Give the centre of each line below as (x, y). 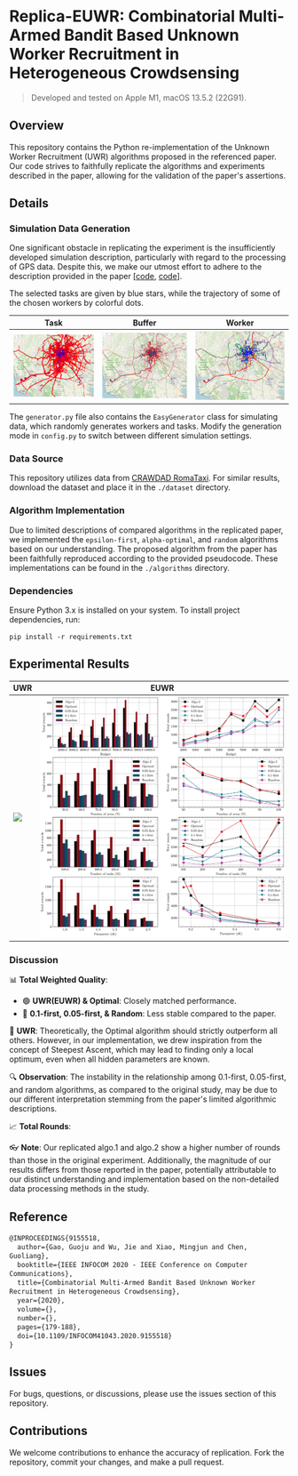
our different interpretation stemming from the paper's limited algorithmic (143, 1099)
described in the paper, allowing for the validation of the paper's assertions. (148, 175)
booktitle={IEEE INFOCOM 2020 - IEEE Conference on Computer (133, 1265)
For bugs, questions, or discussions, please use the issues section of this (143, 1393)
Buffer (145, 323)
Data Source (36, 459)
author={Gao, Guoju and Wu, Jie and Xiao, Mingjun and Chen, (133, 1247)
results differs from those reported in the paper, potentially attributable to (143, 1170)
